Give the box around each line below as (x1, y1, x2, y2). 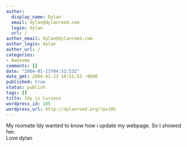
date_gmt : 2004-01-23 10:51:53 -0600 (6, 73, 98, 79)
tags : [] (6, 90, 27, 96)
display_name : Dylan (11, 14, 61, 20)
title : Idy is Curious (6, 95, 61, 101)
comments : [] (6, 62, 38, 69)
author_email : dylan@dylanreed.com (6, 36, 93, 41)
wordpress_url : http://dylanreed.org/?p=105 (6, 106, 116, 112)
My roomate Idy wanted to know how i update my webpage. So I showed (6, 122, 182, 129)
